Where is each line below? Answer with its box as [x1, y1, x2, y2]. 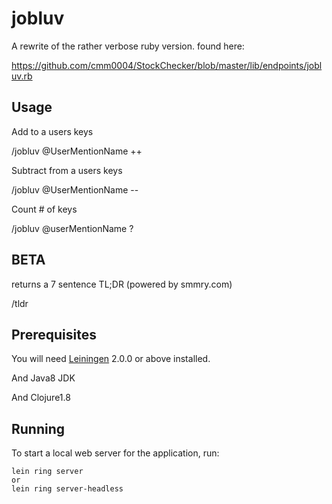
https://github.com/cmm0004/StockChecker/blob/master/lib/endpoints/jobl [11, 59, 323, 71]
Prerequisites [11, 326, 97, 343]
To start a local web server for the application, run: [11, 447, 220, 459]
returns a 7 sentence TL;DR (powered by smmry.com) [11, 278, 233, 290]
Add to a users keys [11, 125, 94, 137]
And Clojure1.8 [11, 392, 71, 404]
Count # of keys [11, 203, 78, 215]
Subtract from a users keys [11, 164, 123, 176]
